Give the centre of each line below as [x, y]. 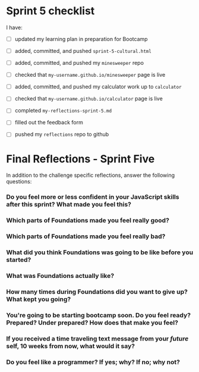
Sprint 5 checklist [50, 11]
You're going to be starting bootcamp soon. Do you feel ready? [99, 315]
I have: [14, 27]
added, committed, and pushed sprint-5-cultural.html [83, 51]
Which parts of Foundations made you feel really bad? [86, 236]
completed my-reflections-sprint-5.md [63, 111]
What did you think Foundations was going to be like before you [100, 252]
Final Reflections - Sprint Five [80, 159]
